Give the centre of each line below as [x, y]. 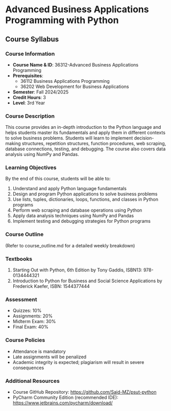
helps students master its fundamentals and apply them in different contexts [86, 133]
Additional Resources [32, 381]
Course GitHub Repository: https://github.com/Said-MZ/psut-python [84, 392]
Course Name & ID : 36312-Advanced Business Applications [76, 64]
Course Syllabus [32, 39]
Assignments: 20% [33, 316]
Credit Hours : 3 [29, 97]
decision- [144, 138]
